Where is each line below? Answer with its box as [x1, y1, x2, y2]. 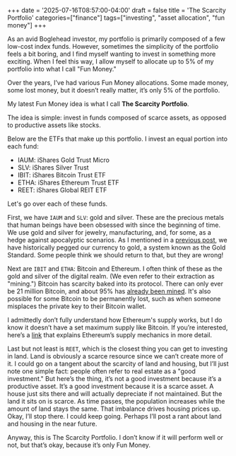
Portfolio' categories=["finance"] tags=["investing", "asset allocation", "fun [7, 13, 225, 22]
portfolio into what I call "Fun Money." [7, 65, 117, 73]
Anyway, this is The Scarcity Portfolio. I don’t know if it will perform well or [7, 433, 224, 441]
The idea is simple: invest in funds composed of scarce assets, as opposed [7, 113, 227, 122]
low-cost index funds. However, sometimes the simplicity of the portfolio [7, 42, 219, 50]
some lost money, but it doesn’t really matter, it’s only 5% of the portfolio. [7, 86, 220, 94]
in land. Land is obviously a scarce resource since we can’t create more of [7, 352, 224, 360]
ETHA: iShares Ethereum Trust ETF [17, 178, 119, 187]
